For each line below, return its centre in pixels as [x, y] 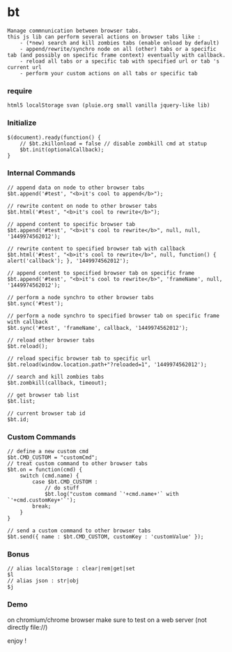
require [20, 91]
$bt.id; [18, 419]
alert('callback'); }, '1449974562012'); [68, 261]
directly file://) [28, 627]
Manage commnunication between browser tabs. [74, 31]
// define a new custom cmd [48, 452]
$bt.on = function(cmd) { [45, 470]
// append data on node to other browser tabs [76, 188]
